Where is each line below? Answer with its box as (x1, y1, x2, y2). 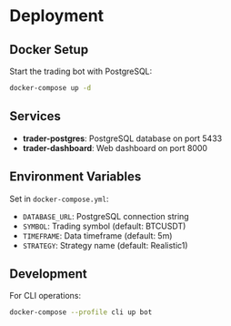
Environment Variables (9, 169, 142, 185)
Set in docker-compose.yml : (9, 193, 109, 204)
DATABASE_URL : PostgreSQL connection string (22, 210, 189, 221)
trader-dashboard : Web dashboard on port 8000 (22, 142, 207, 153)
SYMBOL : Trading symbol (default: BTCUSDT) (22, 220, 186, 231)
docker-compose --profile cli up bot (9, 308, 153, 317)
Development (9, 266, 88, 281)
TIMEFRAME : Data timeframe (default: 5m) (22, 229, 173, 241)
